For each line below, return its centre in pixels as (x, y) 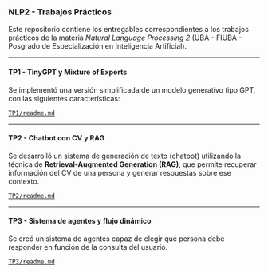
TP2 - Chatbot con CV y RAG (57, 138)
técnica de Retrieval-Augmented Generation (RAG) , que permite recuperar (132, 164)
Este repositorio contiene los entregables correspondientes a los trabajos (129, 30)
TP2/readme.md (32, 196)
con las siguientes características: (64, 98)
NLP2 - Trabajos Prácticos (60, 12)
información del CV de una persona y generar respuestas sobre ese (120, 172)
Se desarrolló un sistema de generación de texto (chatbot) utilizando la (125, 156)
